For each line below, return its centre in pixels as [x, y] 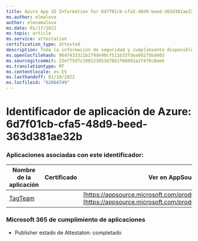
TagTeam [22, 199]
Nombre [24, 170]
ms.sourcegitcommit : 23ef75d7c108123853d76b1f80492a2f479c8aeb [85, 61]
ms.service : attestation [37, 39]
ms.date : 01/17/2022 [32, 28]
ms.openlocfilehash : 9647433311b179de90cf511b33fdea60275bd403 [85, 55]
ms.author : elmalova [32, 17]
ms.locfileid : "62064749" [38, 83]
